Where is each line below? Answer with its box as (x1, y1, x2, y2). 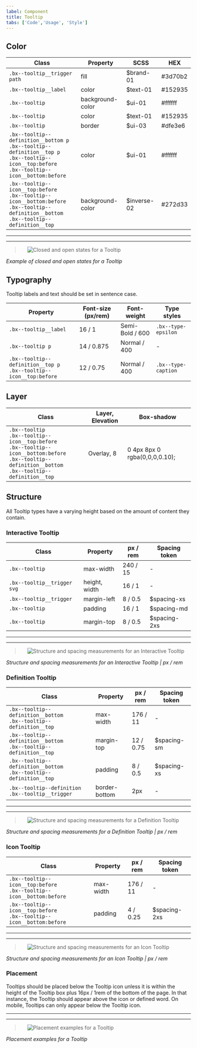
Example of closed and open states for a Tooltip (6, 258, 123, 265)
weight (125, 312, 145, 320)
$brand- (125, 69, 151, 77)
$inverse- (125, 197, 154, 205)
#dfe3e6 (161, 122, 186, 130)
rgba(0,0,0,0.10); (127, 453, 176, 461)
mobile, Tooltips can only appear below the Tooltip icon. (6, 1002, 142, 1009)
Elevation (91, 416, 118, 424)
